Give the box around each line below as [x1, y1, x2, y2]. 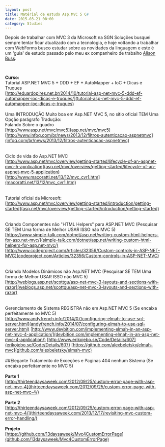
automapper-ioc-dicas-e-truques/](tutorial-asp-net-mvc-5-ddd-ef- [5, 96, 141, 102]
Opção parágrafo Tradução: [5, 116, 61, 122]
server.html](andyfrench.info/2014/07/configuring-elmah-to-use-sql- [5, 321, 146, 327]
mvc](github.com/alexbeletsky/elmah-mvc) [5, 347, 92, 353]
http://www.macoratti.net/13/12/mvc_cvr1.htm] [6, 174, 100, 180]
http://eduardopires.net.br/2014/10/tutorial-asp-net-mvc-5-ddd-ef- [6, 90, 142, 96]
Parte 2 [5, 400, 21, 406]
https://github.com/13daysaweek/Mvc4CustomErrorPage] [6, 431, 124, 437]
